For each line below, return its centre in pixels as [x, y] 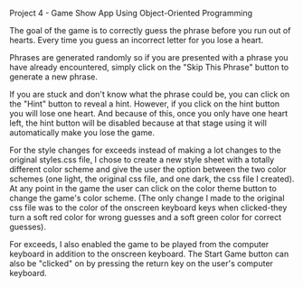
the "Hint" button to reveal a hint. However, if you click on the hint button [145, 104]
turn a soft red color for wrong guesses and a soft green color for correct [146, 217]
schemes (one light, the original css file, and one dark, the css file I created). [152, 179]
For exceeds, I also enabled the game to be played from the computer [139, 244]
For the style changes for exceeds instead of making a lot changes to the [146, 150]
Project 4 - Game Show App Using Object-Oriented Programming [131, 13]
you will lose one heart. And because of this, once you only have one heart [149, 113]
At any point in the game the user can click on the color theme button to [143, 188]
